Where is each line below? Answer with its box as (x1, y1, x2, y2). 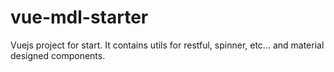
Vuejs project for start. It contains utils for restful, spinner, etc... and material (10, 39, 325, 51)
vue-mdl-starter (10, 6, 149, 29)
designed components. (10, 49, 106, 61)
